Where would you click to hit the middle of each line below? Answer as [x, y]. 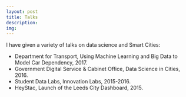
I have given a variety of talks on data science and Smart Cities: [83, 45]
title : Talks [22, 17]
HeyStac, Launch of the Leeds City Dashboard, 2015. [79, 88]
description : [22, 22]
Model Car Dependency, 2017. [51, 63]
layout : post [22, 12]
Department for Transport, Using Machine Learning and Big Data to [96, 56]
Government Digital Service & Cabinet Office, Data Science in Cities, [97, 69]
